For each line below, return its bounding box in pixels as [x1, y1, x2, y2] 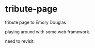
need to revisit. [5, 38, 35, 44]
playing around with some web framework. [5, 29, 91, 34]
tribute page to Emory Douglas [5, 19, 66, 25]
